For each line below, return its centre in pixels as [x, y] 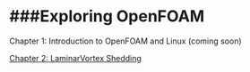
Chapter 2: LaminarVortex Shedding [75, 58]
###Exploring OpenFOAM [107, 16]
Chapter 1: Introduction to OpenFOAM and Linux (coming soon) [125, 41]
